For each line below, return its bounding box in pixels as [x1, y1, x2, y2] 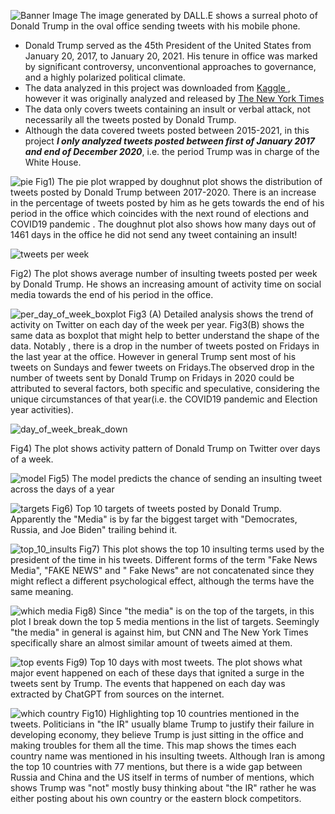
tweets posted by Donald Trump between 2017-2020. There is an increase [10, 186, 317, 198]
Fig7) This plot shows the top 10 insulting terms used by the [78, 543, 325, 555]
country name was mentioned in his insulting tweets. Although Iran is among [10, 750, 326, 762]
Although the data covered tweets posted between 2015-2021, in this [24, 125, 310, 136]
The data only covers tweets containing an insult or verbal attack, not [24, 103, 311, 115]
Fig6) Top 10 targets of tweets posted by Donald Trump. [51, 503, 282, 514]
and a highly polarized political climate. [24, 71, 186, 83]
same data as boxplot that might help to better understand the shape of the [10, 330, 320, 341]
